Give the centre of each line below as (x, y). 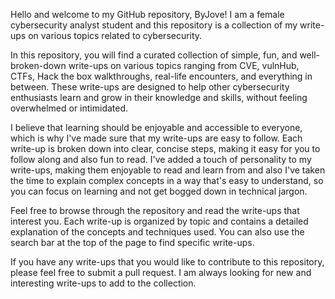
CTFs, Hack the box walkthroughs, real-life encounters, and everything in (161, 76)
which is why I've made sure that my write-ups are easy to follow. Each (156, 138)
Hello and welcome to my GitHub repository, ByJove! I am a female (147, 14)
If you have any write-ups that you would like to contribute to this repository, (167, 262)
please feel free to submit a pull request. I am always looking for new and (161, 272)
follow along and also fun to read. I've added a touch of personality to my (161, 159)
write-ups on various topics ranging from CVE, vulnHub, (184, 65)
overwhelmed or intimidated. (69, 108)
